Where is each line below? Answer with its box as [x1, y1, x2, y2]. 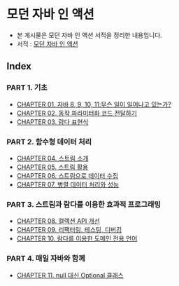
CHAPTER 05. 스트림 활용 [16, 163, 89, 171]
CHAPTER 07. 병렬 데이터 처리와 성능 [16, 180, 120, 189]
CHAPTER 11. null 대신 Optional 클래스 [16, 271, 124, 279]
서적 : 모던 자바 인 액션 [16, 39, 78, 48]
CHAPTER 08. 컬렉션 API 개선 [16, 217, 101, 225]
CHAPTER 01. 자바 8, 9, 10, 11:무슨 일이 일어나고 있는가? [16, 100, 172, 109]
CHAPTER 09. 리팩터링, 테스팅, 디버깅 [16, 226, 122, 234]
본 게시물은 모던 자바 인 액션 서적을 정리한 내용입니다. [16, 31, 162, 39]
